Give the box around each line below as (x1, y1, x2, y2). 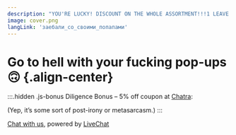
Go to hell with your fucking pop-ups (7, 54, 228, 70)
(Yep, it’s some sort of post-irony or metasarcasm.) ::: (7, 106, 163, 115)
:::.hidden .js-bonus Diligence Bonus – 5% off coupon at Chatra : (7, 93, 193, 101)
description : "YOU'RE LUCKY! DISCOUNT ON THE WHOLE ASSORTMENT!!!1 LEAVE (7, 10, 230, 18)
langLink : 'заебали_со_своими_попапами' (7, 23, 129, 30)
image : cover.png (7, 17, 59, 24)
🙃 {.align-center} (7, 69, 114, 85)
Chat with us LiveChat (7, 119, 110, 128)
